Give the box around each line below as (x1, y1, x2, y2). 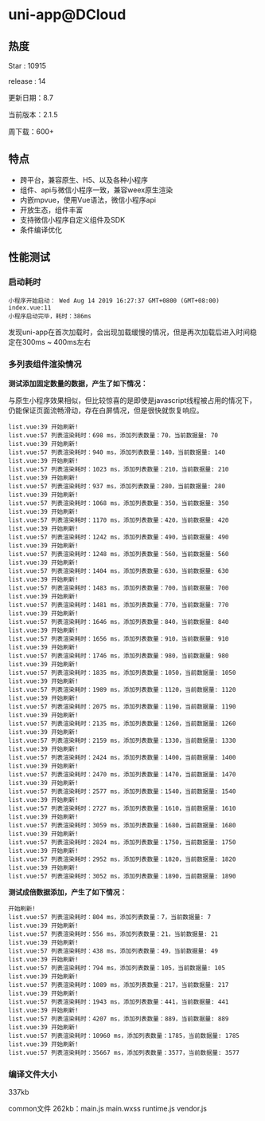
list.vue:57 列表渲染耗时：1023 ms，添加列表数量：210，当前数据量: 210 (8, 465, 229, 473)
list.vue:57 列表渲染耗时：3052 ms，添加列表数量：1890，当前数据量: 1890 (8, 872, 236, 880)
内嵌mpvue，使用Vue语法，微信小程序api (19, 195, 157, 204)
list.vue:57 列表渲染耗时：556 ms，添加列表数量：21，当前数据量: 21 (8, 930, 219, 938)
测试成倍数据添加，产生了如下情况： (8, 887, 127, 897)
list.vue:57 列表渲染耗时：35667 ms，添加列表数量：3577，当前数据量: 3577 (8, 1048, 240, 1056)
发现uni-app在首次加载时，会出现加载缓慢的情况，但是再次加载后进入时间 (8, 327, 251, 337)
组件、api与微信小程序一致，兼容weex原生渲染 (19, 185, 173, 195)
